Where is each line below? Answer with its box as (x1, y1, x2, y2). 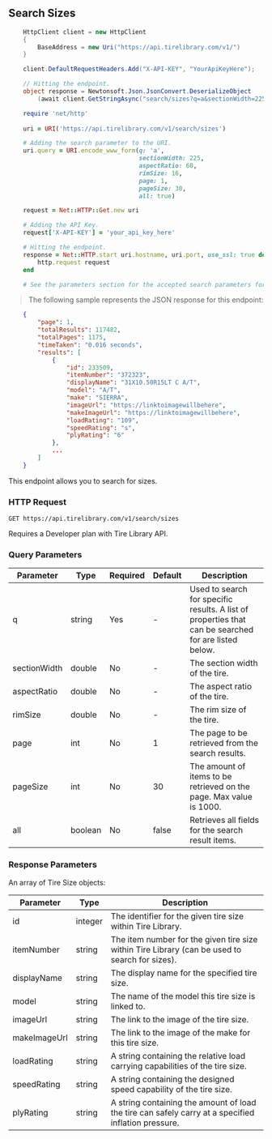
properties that (189, 614, 246, 625)
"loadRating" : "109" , (66, 416, 139, 424)
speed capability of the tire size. (110, 1083, 232, 1094)
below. (189, 644, 215, 655)
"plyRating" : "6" (66, 431, 125, 440)
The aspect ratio (189, 680, 253, 692)
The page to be (189, 727, 249, 739)
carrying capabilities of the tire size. (110, 1060, 247, 1072)
